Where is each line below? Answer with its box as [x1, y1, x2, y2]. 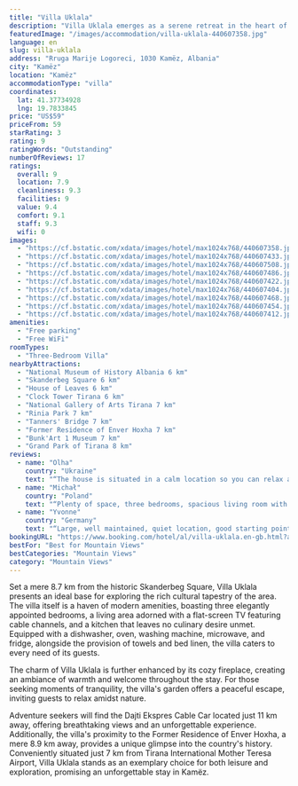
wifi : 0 [17, 227, 46, 236]
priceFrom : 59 [9, 121, 62, 130]
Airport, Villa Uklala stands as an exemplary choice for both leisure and [9, 758, 269, 768]
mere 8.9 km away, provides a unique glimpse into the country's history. [9, 738, 273, 750]
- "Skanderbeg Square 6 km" [17, 376, 122, 385]
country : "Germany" [25, 516, 98, 525]
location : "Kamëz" [9, 71, 77, 80]
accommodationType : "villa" [9, 79, 114, 88]
